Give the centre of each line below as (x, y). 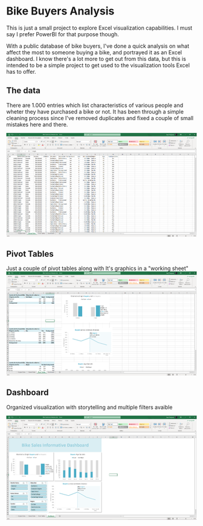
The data (23, 91)
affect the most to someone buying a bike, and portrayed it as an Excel (94, 52)
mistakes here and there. (37, 124)
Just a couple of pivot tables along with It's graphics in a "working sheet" (98, 268)
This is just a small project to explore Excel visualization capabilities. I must (99, 28)
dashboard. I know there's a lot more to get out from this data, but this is (96, 59)
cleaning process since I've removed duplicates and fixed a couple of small (100, 118)
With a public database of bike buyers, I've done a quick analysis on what (98, 46)
